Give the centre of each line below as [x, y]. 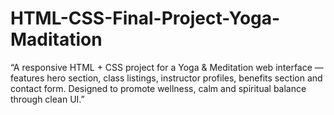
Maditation [56, 39]
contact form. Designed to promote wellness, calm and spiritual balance [158, 88]
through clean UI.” [47, 99]
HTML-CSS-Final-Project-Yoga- [145, 18]
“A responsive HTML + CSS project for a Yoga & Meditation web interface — [167, 67]
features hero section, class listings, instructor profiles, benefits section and [166, 78]
